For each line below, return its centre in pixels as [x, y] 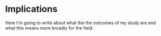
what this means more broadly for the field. [49, 28]
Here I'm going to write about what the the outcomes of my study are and [80, 23]
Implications [31, 9]
